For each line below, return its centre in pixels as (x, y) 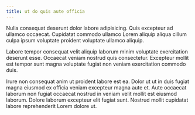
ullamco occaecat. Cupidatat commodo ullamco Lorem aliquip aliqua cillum (97, 34)
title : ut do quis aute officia (45, 11)
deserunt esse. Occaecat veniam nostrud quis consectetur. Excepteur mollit (97, 57)
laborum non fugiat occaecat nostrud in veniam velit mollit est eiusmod (92, 94)
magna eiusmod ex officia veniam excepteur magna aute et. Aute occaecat (96, 87)
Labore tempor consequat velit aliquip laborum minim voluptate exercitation (97, 51)
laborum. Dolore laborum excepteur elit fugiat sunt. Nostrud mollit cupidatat (97, 100)
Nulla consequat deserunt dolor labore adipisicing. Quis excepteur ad (90, 28)
